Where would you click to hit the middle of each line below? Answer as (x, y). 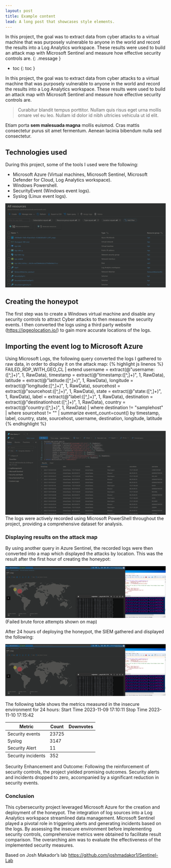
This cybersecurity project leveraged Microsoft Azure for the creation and (83, 807)
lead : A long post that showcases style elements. (60, 21)
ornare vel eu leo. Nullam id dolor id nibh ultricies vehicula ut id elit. (88, 116)
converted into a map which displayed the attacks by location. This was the (84, 554)
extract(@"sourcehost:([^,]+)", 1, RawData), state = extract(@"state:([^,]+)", (83, 391)
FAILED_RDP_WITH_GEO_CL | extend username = (57, 370)
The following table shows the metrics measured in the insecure (73, 704)
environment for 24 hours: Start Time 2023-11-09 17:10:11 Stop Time (76, 710)
